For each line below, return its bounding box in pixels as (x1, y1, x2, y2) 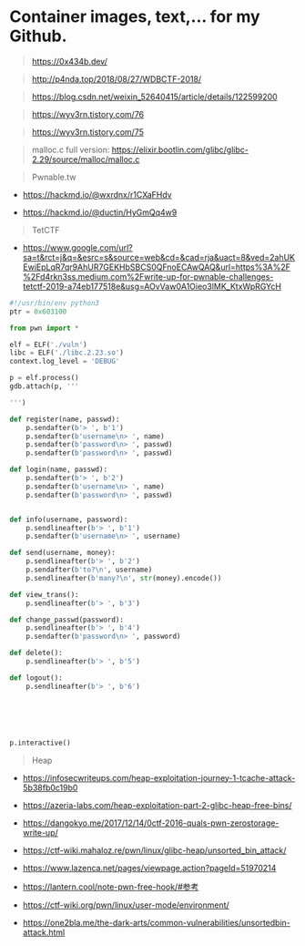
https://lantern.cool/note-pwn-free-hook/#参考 (22, 881, 199, 892)
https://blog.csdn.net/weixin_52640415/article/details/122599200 (31, 91, 278, 102)
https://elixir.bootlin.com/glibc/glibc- (111, 144, 249, 155)
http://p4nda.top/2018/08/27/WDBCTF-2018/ (31, 73, 202, 84)
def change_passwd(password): (9, 615, 125, 624)
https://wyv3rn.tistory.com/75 (31, 126, 144, 138)
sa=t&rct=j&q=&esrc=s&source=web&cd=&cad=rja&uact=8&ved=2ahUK (22, 252, 296, 262)
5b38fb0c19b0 (22, 782, 78, 793)
